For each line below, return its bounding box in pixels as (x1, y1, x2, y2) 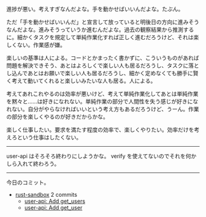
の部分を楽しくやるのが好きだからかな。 (6, 113, 109, 120)
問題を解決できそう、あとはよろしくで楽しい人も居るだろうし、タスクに (6, 62, 189, 69)
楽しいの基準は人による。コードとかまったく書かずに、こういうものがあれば (6, 54, 199, 61)
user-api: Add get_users (24, 197, 86, 205)
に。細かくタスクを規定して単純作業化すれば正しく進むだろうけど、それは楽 (6, 34, 199, 41)
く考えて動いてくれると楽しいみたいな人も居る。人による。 (6, 77, 156, 84)
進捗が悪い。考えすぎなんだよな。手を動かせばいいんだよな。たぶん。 (6, 6, 184, 12)
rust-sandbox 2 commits (15, 191, 78, 198)
